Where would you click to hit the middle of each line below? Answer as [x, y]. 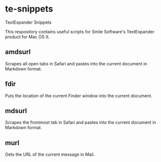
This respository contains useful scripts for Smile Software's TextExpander [80, 31]
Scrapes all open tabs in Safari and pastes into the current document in [76, 63]
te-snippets [29, 9]
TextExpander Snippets [28, 22]
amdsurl [18, 52]
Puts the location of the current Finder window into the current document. [79, 96]
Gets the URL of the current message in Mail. [50, 155]
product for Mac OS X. [27, 37]
